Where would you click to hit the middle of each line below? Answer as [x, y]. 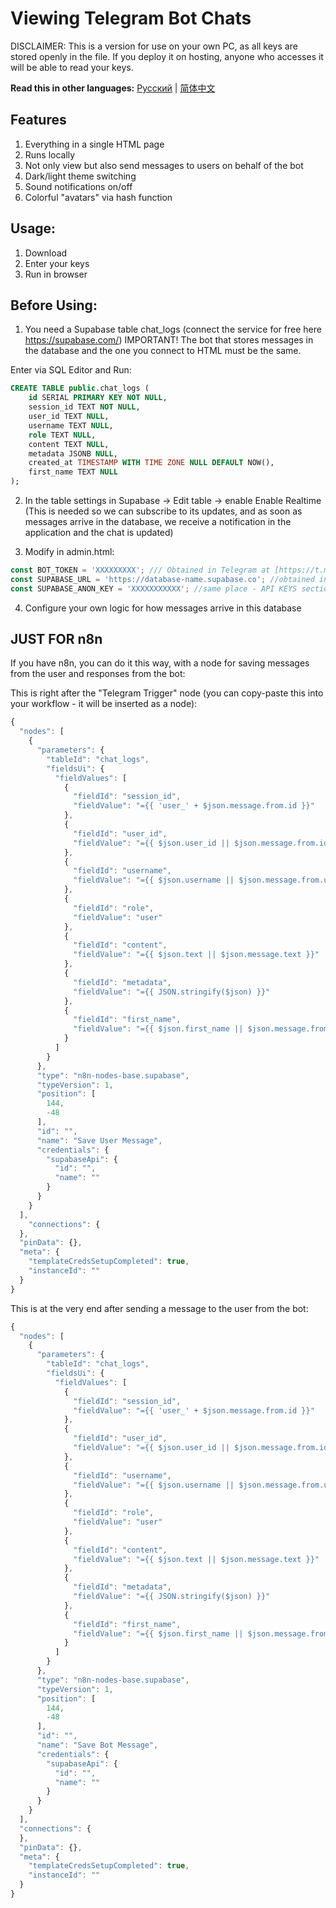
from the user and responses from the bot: [98, 674]
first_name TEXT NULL [73, 472]
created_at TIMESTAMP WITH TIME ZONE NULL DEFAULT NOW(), [151, 463]
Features [38, 120]
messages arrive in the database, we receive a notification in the [158, 521]
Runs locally [50, 154]
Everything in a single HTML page [94, 144]
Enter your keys [57, 263]
